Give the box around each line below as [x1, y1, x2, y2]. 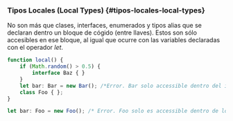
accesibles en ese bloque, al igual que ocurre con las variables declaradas [7, 36, 221, 44]
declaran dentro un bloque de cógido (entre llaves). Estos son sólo [7, 28, 198, 37]
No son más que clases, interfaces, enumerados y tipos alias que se [7, 21, 202, 30]
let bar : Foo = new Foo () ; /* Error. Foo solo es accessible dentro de [7, 108, 218, 115]
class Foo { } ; [19, 89, 64, 95]
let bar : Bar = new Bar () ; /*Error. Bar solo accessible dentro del [19, 82, 222, 89]
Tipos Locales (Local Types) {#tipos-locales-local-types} [7, 6, 206, 15]
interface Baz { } [32, 70, 85, 77]
